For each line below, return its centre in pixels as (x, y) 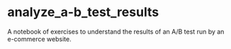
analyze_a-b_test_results (83, 12)
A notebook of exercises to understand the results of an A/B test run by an (116, 31)
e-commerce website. (40, 38)
